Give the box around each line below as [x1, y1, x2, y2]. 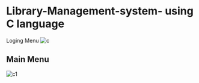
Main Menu [6, 54, 49, 64]
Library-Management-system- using [6, 4, 194, 18]
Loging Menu [6, 37, 39, 44]
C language [6, 17, 65, 31]
